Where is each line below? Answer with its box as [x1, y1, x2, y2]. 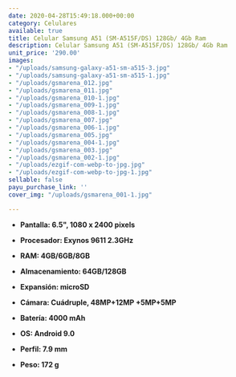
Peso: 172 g [19, 359, 59, 369]
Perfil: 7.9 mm [19, 344, 68, 354]
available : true [8, 26, 63, 34]
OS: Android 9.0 [19, 328, 75, 338]
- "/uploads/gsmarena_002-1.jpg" [8, 153, 120, 161]
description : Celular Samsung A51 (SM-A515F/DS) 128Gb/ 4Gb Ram [8, 42, 228, 50]
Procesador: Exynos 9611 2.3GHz [19, 235, 134, 245]
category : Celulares [8, 19, 78, 27]
